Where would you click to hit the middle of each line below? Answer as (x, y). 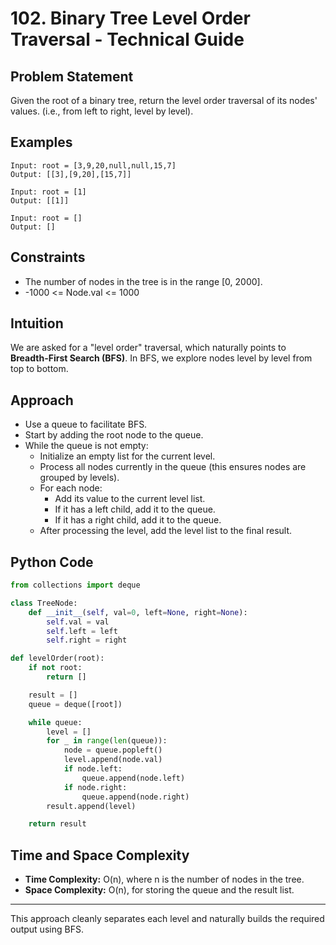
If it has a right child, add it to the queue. (138, 520)
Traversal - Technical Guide (127, 39)
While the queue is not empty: (86, 446)
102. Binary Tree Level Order (130, 18)
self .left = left (82, 631)
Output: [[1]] (40, 200)
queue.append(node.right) (135, 797)
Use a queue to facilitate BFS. (86, 424)
